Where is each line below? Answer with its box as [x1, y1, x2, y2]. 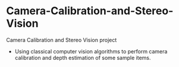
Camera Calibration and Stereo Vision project [6, 36, 117, 43]
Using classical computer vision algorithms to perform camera [14, 47, 168, 55]
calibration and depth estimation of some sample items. [14, 54, 151, 61]
